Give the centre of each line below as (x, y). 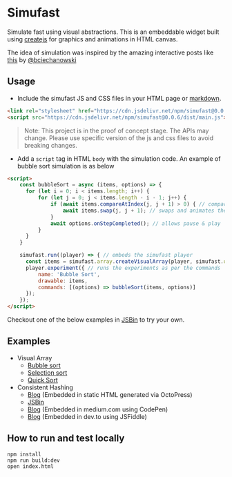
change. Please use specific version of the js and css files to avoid (119, 138)
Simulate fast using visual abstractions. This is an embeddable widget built (113, 32)
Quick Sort (43, 380)
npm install (24, 454)
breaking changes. (51, 145)
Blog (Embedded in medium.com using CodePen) (98, 409)
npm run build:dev (33, 460)
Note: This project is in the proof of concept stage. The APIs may (116, 130)
